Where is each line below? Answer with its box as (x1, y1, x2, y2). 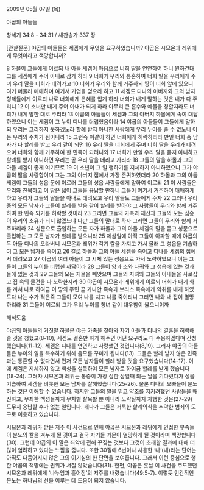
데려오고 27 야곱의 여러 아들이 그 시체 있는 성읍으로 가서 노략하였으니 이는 (12, 255, 188, 262)
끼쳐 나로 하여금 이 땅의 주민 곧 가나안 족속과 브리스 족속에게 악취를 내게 (12, 286, 183, 293)
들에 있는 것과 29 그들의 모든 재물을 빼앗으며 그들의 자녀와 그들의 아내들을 (6, 271, 181, 277)
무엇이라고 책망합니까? (12, 52, 66, 59)
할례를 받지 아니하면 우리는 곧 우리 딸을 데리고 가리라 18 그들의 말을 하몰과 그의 (6, 156, 194, 163)
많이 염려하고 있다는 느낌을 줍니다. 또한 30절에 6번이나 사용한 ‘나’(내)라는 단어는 (6, 447, 197, 453)
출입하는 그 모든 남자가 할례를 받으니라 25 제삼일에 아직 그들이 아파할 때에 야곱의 (6, 232, 198, 240)
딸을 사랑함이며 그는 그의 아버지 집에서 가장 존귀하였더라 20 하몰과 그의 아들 (17, 171, 198, 179)
